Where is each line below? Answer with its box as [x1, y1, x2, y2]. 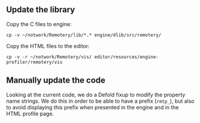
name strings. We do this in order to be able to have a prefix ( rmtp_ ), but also [6, 97, 195, 105]
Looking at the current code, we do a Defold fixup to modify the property [6, 91, 186, 98]
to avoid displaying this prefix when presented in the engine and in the [6, 103, 179, 111]
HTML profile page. [6, 110, 54, 117]
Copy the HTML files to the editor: [6, 42, 90, 49]
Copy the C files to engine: [6, 20, 72, 27]
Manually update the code [6, 75, 106, 86]
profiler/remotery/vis [6, 59, 63, 65]
